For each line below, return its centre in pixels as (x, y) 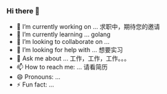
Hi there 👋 (23, 11)
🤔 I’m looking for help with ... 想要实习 (69, 50)
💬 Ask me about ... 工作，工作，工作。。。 (73, 58)
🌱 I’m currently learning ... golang (63, 34)
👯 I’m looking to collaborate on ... (63, 42)
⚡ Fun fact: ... (35, 84)
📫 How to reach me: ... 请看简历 (62, 67)
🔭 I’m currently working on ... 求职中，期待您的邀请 (88, 27)
